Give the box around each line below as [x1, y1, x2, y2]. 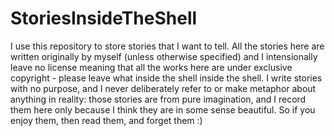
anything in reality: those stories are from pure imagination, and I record [10, 93, 307, 105]
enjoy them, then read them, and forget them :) [10, 114, 203, 126]
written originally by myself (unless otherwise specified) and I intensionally [10, 50, 318, 62]
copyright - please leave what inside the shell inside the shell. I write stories [10, 72, 323, 84]
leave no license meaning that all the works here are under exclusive [10, 61, 293, 73]
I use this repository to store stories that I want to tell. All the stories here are [10, 40, 325, 52]
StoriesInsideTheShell [10, 7, 198, 30]
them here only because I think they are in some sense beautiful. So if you [10, 103, 316, 116]
